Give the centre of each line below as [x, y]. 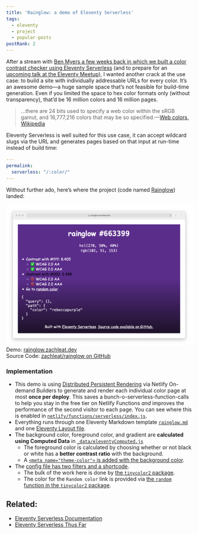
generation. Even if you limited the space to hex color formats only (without [98, 93]
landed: [15, 196]
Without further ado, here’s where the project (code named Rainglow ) [91, 190]
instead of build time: [32, 148]
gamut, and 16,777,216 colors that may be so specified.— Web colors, [105, 117]
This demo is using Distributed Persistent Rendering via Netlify [91, 384]
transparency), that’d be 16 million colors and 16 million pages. [82, 99]
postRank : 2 [21, 44]
